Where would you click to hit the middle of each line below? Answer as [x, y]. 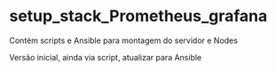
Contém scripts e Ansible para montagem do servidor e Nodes [123, 40]
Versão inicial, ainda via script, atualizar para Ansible [106, 57]
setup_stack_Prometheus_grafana [138, 16]
